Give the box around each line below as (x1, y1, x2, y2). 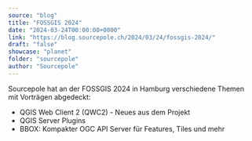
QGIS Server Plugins (19, 115, 86, 125)
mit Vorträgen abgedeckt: (8, 92, 91, 102)
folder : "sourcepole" (8, 56, 79, 63)
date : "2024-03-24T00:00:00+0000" (8, 26, 122, 34)
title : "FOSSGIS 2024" (8, 19, 82, 27)
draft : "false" (8, 41, 58, 49)
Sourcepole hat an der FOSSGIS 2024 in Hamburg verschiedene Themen (8, 84, 245, 93)
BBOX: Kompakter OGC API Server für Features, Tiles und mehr (19, 124, 225, 133)
